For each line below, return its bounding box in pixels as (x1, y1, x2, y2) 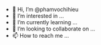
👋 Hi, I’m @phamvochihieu (12, 6, 79, 13)
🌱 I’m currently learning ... (12, 19, 78, 26)
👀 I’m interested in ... (12, 12, 64, 19)
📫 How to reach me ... (12, 32, 69, 39)
